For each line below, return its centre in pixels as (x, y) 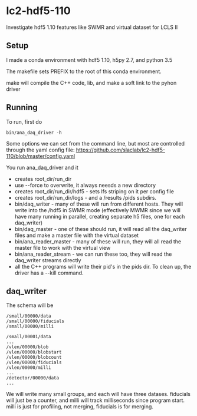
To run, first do (24, 121)
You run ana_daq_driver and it (42, 167)
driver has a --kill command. (49, 273)
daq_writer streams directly (48, 260)
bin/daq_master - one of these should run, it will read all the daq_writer (101, 229)
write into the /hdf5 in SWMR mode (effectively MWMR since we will (98, 210)
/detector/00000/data (33, 378)
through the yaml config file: (40, 150)
